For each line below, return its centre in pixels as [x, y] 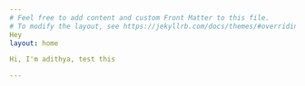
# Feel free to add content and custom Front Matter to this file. [140, 18]
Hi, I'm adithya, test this [63, 60]
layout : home [34, 43]
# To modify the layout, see [64, 26]
